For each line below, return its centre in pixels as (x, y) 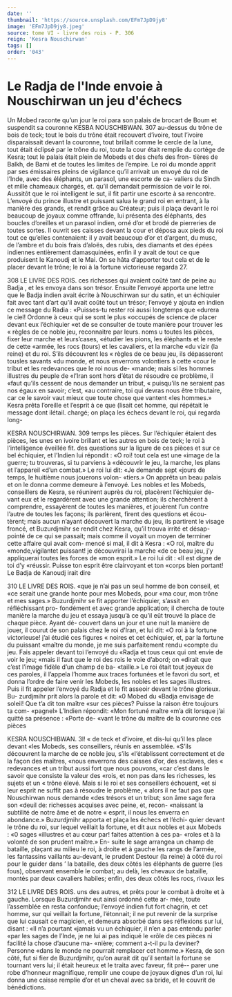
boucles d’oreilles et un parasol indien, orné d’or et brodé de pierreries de (112, 222)
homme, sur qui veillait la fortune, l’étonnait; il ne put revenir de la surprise (112, 913)
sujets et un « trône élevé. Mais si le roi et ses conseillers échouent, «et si (112, 783)
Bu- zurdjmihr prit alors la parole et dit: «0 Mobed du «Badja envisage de (110, 696)
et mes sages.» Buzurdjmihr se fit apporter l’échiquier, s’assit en (98, 600)
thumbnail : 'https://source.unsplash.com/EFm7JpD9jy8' (88, 20)
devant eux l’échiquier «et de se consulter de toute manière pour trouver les (115, 324)
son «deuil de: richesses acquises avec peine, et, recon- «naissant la (105, 805)
